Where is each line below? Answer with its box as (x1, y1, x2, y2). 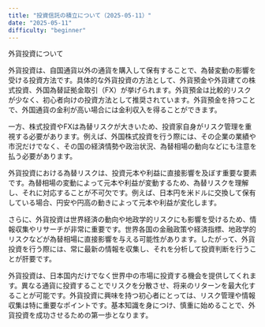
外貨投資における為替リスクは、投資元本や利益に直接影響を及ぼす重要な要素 (8, 168, 257, 178)
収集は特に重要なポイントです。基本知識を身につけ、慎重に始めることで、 (8, 301, 248, 310)
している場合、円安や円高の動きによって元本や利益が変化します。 (8, 198, 222, 208)
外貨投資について (8, 49, 64, 58)
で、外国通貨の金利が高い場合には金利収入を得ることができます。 (8, 105, 222, 115)
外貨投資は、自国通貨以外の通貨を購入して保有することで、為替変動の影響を (8, 66, 256, 75)
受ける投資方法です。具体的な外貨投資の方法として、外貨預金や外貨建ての (8, 76, 249, 85)
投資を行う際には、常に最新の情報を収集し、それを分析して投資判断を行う (8, 244, 250, 254)
